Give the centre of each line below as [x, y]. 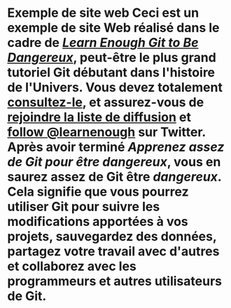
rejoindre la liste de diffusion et [99, 118]
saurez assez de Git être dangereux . [114, 177]
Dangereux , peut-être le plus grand [112, 58]
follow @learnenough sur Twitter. [107, 132]
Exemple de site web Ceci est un [103, 13]
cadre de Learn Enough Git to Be [103, 43]
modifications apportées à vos [98, 222]
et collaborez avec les [72, 266]
